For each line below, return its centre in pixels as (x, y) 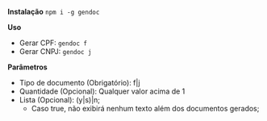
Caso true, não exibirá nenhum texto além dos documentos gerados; (145, 108)
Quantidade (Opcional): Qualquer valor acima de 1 (102, 91)
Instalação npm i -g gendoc (54, 12)
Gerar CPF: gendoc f (53, 43)
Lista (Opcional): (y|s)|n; (60, 100)
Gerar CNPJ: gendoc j (55, 51)
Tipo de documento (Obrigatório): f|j (79, 83)
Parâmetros (27, 67)
